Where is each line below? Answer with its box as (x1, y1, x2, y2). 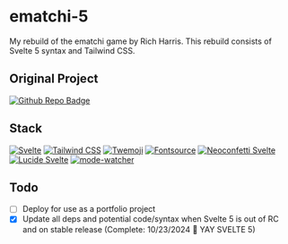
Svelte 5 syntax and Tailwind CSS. (9, 45, 135, 55)
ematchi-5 (9, 6, 89, 27)
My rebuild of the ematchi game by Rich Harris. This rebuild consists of (9, 36, 272, 46)
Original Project (9, 72, 99, 87)
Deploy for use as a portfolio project (22, 204, 156, 215)
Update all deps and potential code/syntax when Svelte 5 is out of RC (22, 214, 280, 224)
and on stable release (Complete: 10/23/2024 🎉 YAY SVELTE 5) (22, 223, 256, 234)
